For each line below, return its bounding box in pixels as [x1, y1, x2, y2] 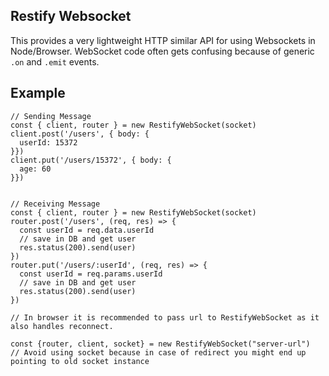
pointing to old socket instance [10, 356, 150, 366]
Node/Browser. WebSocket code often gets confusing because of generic [10, 45, 315, 57]
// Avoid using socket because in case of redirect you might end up [10, 347, 307, 358]
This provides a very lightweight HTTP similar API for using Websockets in [10, 34, 316, 46]
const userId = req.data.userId [19, 225, 155, 235]
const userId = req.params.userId [19, 269, 163, 279]
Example [10, 85, 66, 102]
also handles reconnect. [10, 321, 114, 331]
